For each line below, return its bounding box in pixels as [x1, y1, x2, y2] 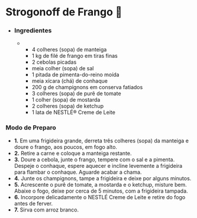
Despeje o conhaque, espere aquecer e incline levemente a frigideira [14, 162, 183, 169]
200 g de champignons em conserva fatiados [31, 84, 143, 91]
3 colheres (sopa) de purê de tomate [31, 90, 122, 97]
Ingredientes [14, 27, 52, 35]
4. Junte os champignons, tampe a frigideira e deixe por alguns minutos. [14, 174, 192, 182]
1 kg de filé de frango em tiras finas [31, 53, 118, 60]
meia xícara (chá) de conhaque [31, 77, 108, 84]
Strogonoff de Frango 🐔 [5, 5, 122, 19]
